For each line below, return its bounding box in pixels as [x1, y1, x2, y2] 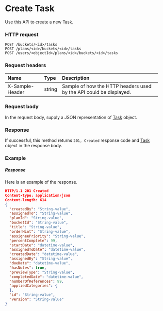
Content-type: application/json [5, 193, 70, 198]
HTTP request [5, 31, 39, 38]
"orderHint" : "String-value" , [9, 229, 70, 234]
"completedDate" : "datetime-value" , [9, 274, 83, 279]
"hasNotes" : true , [9, 265, 47, 270]
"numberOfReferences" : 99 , [9, 279, 64, 284]
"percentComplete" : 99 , [9, 238, 57, 243]
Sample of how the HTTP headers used [62, 83, 152, 89]
